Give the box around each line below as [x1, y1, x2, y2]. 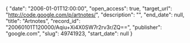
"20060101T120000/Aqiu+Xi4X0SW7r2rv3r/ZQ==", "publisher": [5, 24, 162, 31]
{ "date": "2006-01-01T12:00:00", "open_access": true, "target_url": [5, 5, 173, 12]
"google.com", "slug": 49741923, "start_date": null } [5, 30, 133, 37]
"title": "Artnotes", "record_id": [5, 18, 81, 24]
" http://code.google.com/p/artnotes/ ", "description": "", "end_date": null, [5, 11, 185, 18]
